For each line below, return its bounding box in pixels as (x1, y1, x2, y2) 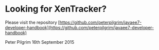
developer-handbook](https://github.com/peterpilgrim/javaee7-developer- (5, 24, 154, 30)
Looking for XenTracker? (5, 3, 107, 15)
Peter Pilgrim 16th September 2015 (5, 39, 74, 45)
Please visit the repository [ (5, 19, 60, 25)
